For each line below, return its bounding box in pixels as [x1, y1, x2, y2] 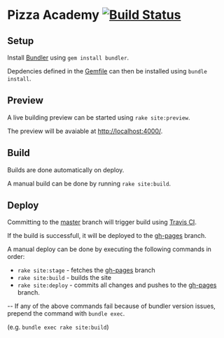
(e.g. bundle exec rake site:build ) [7, 323, 110, 332]
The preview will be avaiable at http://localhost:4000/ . [7, 127, 163, 135]
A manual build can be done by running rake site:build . [7, 179, 171, 188]
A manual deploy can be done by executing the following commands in [7, 245, 212, 253]
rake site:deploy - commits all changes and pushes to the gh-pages [17, 281, 217, 290]
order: [7, 253, 25, 261]
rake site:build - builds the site [17, 274, 112, 282]
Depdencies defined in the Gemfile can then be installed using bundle [7, 67, 208, 75]
